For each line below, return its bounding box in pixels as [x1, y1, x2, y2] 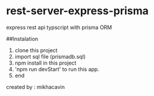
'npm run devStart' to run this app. [14, 65, 99, 72]
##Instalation [6, 35, 39, 42]
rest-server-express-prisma [6, 4, 149, 18]
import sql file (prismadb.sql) [14, 53, 86, 60]
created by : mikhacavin [6, 83, 65, 90]
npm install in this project [14, 59, 77, 66]
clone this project [14, 46, 58, 54]
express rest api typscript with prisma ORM [6, 24, 112, 31]
